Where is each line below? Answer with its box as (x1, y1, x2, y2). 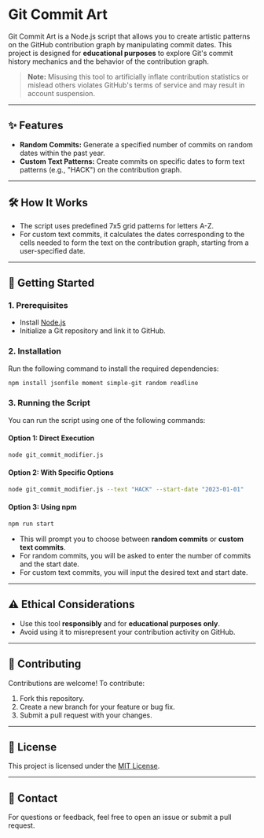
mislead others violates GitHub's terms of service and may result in (27, 80, 245, 90)
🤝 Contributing (8, 658, 82, 671)
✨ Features (8, 119, 64, 132)
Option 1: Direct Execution (8, 433, 95, 443)
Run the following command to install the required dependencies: (8, 364, 219, 373)
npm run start (8, 520, 55, 528)
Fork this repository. (19, 693, 85, 703)
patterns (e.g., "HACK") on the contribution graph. (19, 165, 182, 174)
